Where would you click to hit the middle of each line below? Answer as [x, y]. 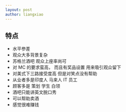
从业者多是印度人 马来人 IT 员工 [45, 80]
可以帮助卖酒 [25, 99]
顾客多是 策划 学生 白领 [36, 86]
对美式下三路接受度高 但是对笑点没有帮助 [55, 74]
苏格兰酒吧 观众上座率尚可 [39, 61]
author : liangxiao [24, 14]
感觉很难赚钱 [25, 105]
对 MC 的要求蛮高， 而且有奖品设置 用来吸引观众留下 [67, 67]
